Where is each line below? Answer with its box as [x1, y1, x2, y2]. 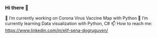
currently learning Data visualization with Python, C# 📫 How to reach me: [5, 21, 153, 26]
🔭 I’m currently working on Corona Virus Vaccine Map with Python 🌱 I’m [5, 15, 148, 21]
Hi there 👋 [5, 4, 29, 11]
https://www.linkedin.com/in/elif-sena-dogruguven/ [5, 27, 108, 33]
